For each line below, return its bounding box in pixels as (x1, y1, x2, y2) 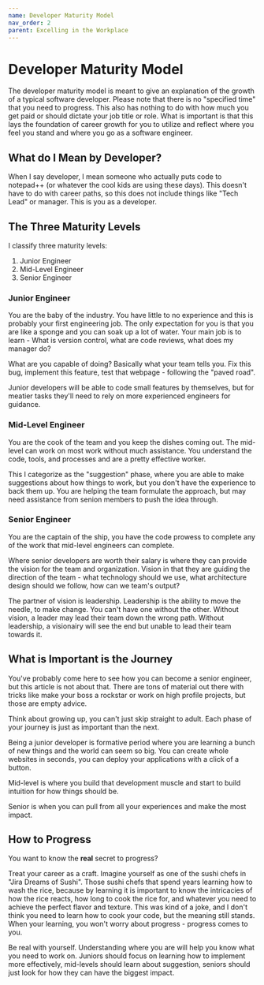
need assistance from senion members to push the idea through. (8, 494, 218, 504)
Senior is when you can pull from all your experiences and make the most (8, 801, 247, 811)
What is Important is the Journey (8, 652, 173, 666)
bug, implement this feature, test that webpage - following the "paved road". (8, 368, 256, 377)
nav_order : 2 (8, 19, 51, 27)
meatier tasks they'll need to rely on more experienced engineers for (8, 391, 231, 401)
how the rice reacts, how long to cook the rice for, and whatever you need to (8, 894, 257, 904)
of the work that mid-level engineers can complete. (8, 540, 175, 550)
